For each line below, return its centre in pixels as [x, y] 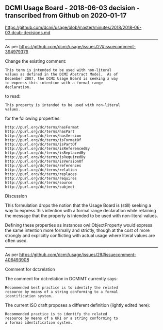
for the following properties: [33, 118]
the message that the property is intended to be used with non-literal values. [81, 216]
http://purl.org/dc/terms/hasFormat [42, 127]
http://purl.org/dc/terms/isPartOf [41, 144]
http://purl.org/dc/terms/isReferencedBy [48, 148]
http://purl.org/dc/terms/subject [40, 187]
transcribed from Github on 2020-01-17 [66, 16]
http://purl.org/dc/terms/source [39, 183]
